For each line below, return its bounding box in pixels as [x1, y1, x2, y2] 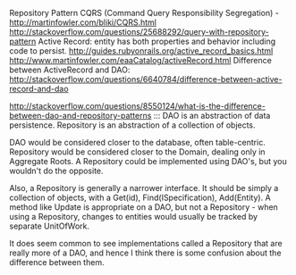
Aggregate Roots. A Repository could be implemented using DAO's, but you [9, 156, 288, 166]
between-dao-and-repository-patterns [9, 111, 152, 121]
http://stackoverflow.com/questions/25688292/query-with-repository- [9, 27, 270, 37]
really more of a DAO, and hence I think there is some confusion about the [9, 247, 282, 258]
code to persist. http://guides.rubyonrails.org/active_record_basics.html [9, 46, 274, 56]
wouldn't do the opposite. [9, 165, 105, 176]
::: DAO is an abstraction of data [153, 111, 271, 121]
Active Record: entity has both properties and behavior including [38, 36, 276, 46]
